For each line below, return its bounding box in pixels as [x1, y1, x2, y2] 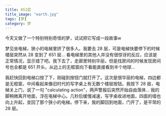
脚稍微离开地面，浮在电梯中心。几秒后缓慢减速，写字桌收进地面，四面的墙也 [5, 93, 161, 99]
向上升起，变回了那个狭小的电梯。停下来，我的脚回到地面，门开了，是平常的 [5, 99, 161, 105]
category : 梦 [5, 21, 31, 26]
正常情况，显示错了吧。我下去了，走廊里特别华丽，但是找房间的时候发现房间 [5, 58, 161, 64]
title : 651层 [5, 7, 31, 12]
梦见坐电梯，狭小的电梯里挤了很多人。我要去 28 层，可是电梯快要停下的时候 [5, 45, 161, 52]
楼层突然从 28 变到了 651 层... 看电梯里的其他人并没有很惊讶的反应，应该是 [5, 52, 157, 58]
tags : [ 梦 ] [5, 16, 27, 21]
